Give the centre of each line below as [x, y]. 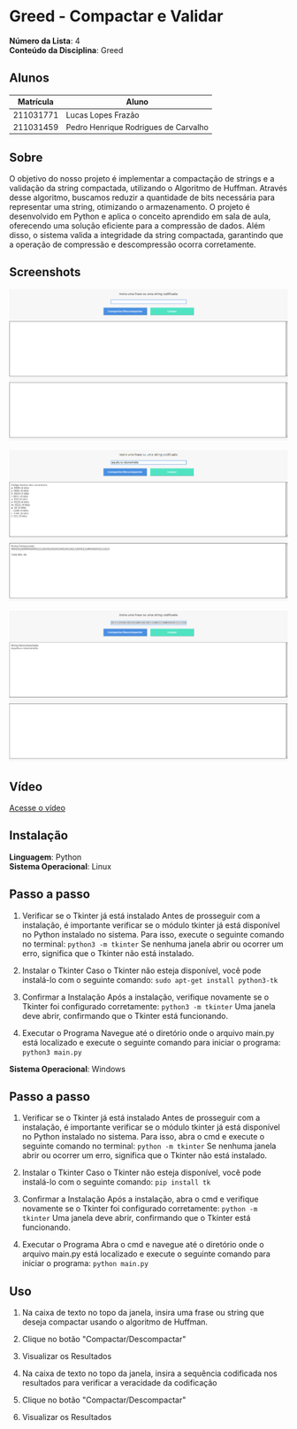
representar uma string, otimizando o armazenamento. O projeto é [129, 207]
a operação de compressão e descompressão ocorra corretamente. [133, 244]
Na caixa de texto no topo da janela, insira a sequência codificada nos [149, 1373]
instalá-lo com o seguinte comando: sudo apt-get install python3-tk [150, 979]
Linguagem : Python [46, 857]
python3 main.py [52, 1052]
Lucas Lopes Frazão [103, 115]
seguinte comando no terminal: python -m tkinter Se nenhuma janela [149, 1146]
